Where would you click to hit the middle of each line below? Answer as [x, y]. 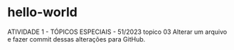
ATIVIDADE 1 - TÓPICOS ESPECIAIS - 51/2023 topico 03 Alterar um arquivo [117, 32]
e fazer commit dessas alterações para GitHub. [76, 39]
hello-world [43, 12]
